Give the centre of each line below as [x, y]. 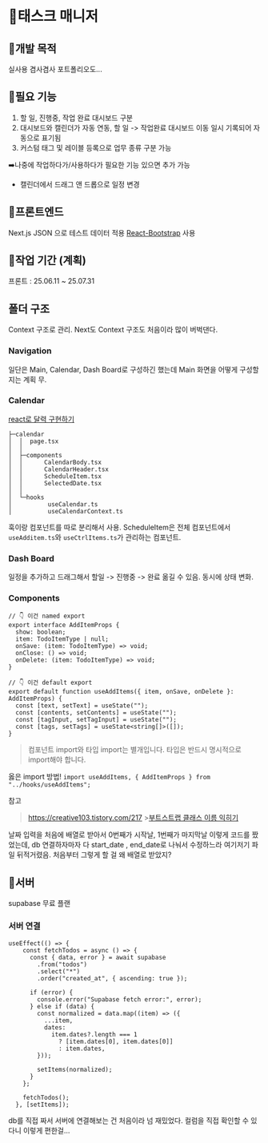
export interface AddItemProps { [64, 626]
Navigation [30, 351]
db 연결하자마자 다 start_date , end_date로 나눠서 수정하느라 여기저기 [141, 845]
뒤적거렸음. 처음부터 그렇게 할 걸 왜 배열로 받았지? [94, 855]
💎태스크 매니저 [53, 16]
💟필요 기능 [33, 97]
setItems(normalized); [75, 1069]
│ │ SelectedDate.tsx [55, 483]
